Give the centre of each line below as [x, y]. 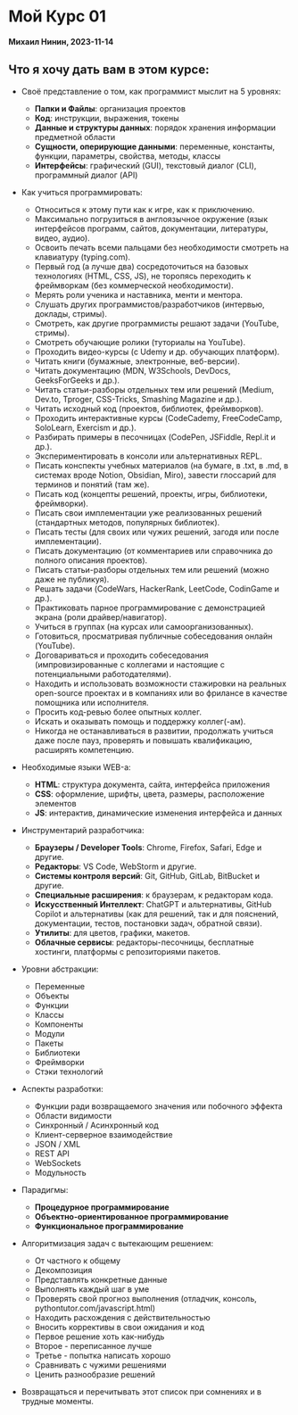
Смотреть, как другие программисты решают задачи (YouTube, [157, 323]
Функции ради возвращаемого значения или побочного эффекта [158, 1106]
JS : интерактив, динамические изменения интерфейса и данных [158, 813]
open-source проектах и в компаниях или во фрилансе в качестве [161, 692]
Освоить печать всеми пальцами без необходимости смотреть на [161, 247]
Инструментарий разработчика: [83, 830]
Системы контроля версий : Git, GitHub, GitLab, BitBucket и [147, 875]
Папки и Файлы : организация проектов [110, 108]
